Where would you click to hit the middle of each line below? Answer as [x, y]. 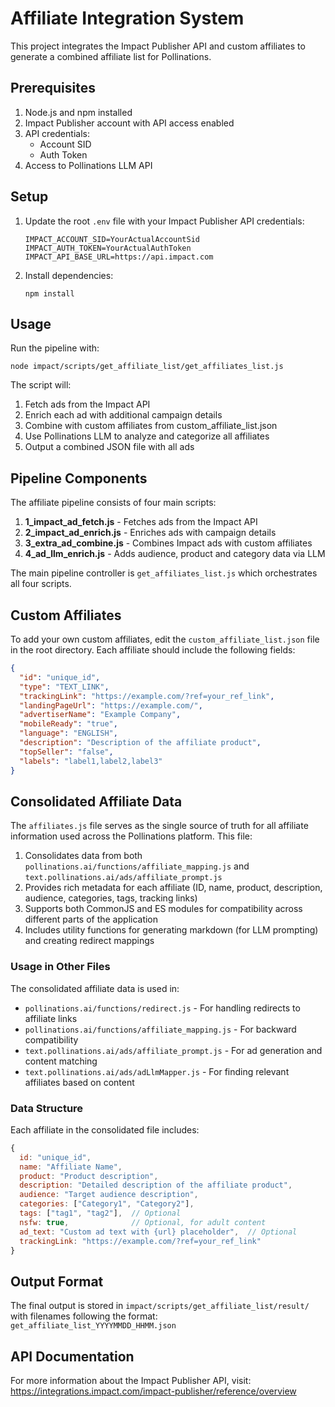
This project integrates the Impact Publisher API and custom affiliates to [158, 46]
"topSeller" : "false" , [66, 752]
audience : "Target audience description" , [109, 1195]
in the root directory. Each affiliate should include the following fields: [153, 650]
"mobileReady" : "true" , [68, 724]
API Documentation [72, 1356]
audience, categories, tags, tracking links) [111, 898]
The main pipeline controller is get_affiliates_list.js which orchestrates [164, 573]
